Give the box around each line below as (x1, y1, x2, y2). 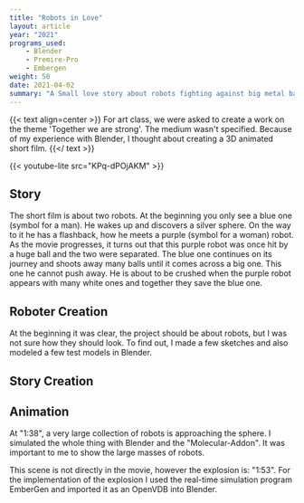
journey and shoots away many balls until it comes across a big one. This (9, 259, 282, 270)
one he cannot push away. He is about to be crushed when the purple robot (9, 268, 291, 279)
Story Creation (9, 373, 94, 389)
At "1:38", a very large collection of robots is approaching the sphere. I (9, 428, 271, 439)
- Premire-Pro (25, 55, 79, 64)
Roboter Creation (9, 304, 109, 319)
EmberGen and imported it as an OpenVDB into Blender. (9, 484, 217, 495)
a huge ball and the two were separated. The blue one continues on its (9, 249, 273, 260)
